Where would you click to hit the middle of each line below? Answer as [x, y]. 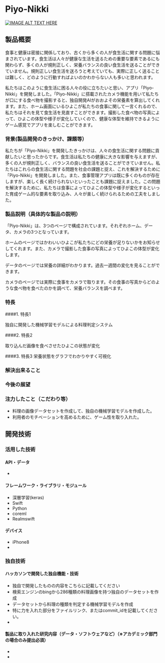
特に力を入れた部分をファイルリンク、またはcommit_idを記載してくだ [83, 610]
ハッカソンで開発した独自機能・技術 [42, 574]
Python [19, 508]
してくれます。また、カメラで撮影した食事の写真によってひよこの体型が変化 [82, 249]
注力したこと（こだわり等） [38, 399]
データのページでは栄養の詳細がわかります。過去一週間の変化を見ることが [81, 265]
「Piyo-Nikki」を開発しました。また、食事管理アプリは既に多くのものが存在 [82, 175]
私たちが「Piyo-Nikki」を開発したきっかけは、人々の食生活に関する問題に [80, 151]
